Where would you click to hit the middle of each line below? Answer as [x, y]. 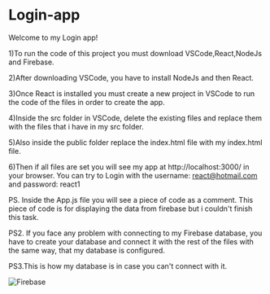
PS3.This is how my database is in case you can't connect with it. [118, 265]
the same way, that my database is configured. [87, 250]
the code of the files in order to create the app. [87, 102]
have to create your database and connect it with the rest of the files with [131, 241]
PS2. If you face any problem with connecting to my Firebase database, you [135, 233]
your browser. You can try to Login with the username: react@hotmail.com [133, 175]
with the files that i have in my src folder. [76, 126]
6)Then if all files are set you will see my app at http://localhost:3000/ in [129, 167]
